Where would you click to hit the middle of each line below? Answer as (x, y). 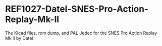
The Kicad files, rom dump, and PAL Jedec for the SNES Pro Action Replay (81, 33)
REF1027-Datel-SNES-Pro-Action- (77, 9)
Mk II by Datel (19, 38)
